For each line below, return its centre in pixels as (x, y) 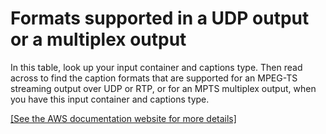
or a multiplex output (98, 39)
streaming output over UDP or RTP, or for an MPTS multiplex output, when (163, 88)
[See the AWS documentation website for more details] (123, 118)
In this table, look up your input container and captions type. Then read (156, 67)
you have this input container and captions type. (110, 99)
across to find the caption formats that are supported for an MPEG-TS (154, 78)
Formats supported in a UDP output (160, 18)
